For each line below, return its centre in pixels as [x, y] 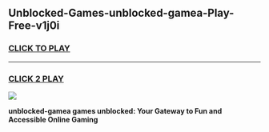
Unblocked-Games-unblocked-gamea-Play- [121, 13]
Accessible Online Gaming [53, 119]
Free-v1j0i [34, 26]
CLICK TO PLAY [39, 49]
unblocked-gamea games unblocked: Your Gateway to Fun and [115, 110]
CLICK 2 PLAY [36, 78]
